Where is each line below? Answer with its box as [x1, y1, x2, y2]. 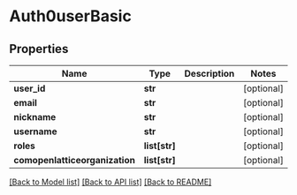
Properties [9, 41, 69, 56]
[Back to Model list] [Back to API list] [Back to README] [9, 176, 212, 187]
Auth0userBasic [9, 6, 133, 26]
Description [184, 68, 235, 79]
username [13, 125, 57, 138]
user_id [13, 82, 46, 94]
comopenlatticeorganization [13, 154, 135, 166]
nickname [13, 111, 57, 123]
